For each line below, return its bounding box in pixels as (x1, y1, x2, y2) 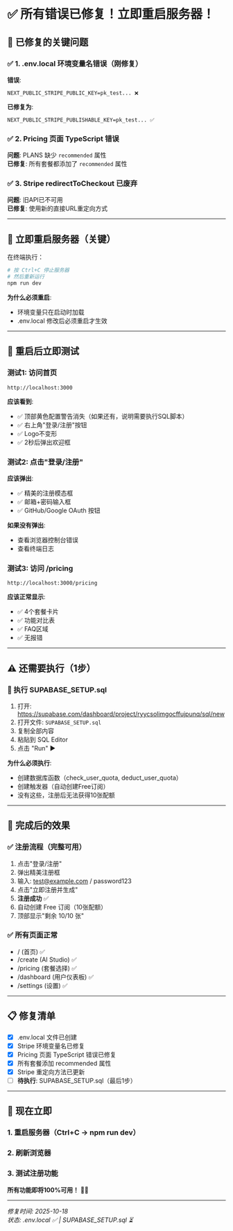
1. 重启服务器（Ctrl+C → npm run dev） (7, 1128, 141, 1137)
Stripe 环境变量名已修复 (17, 1041, 85, 1050)
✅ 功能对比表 (17, 616, 55, 625)
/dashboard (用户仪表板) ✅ (17, 973, 94, 981)
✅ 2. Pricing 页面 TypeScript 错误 (7, 133, 119, 143)
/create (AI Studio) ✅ (17, 955, 77, 964)
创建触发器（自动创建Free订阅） (17, 782, 110, 790)
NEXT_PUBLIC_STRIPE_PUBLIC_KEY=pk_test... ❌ (7, 90, 139, 97)
